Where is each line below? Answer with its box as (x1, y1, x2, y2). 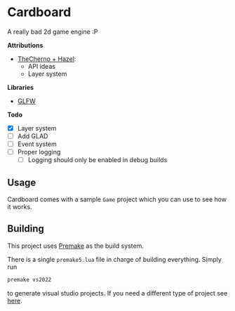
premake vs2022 (7, 276, 52, 283)
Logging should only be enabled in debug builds (27, 156, 168, 164)
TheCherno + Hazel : (17, 54, 76, 63)
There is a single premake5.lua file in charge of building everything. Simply (7, 255, 222, 263)
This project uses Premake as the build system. (7, 241, 144, 250)
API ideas (27, 62, 56, 70)
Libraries (7, 83, 34, 91)
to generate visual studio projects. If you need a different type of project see (7, 289, 228, 297)
